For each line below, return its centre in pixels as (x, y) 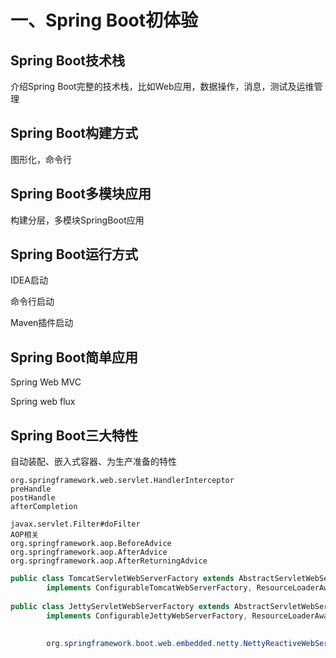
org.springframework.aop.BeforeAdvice (91, 544)
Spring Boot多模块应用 (81, 194)
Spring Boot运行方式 (74, 254)
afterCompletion (44, 507)
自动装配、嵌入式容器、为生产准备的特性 (93, 462)
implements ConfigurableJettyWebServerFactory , (147, 616)
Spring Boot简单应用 (74, 357)
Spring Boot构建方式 (74, 133)
